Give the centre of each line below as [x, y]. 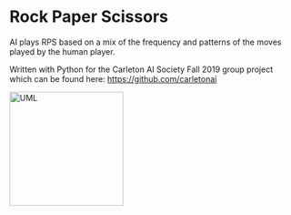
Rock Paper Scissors [89, 17]
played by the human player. [62, 51]
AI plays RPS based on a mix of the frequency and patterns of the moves [145, 42]
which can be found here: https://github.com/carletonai [113, 78]
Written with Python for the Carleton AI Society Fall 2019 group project [141, 69]
